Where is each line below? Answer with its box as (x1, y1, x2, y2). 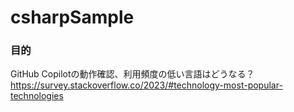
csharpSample (10, 6, 135, 29)
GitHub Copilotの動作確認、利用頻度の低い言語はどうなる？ (10, 68, 255, 80)
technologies (10, 90, 64, 102)
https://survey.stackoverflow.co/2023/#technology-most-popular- (10, 79, 283, 91)
